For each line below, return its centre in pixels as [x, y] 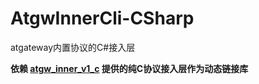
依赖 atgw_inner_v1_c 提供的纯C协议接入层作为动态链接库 [129, 68]
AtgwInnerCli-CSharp [102, 18]
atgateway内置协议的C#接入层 [73, 47]
